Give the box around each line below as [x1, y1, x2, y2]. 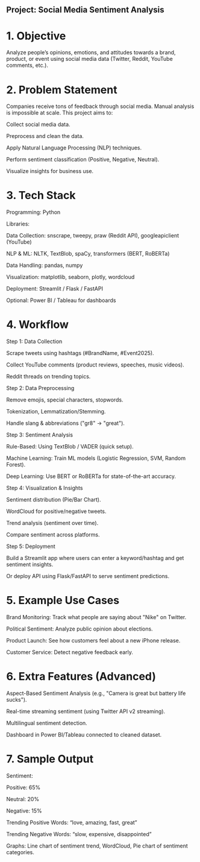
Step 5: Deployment [6, 543, 55, 550]
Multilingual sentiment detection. [6, 720, 87, 727]
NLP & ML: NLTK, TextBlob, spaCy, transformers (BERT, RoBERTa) [6, 250, 170, 257]
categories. [6, 848, 34, 855]
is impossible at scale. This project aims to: [6, 109, 113, 116]
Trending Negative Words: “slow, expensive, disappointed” [6, 830, 152, 837]
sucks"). [6, 696, 27, 703]
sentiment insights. [6, 561, 54, 568]
